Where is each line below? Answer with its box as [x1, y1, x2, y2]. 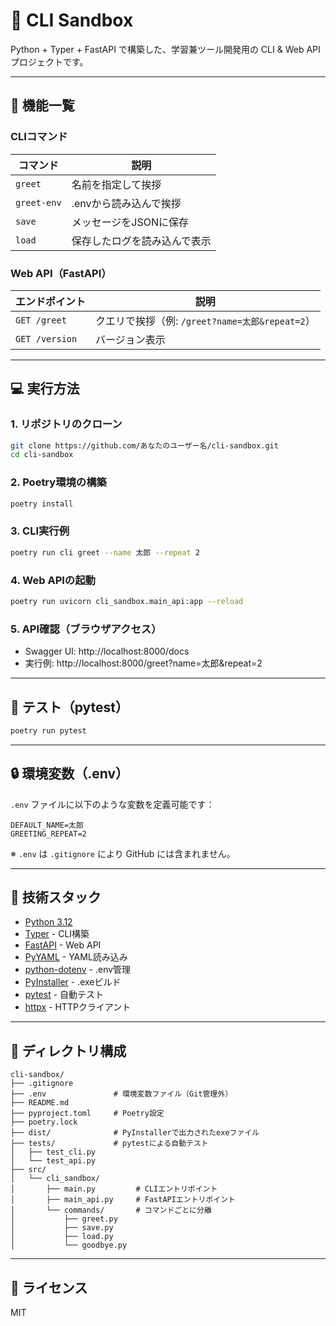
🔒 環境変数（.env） [10, 765, 130, 783]
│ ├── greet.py [10, 1214, 118, 1224]
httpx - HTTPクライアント [24, 1001, 132, 1013]
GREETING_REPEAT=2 [10, 829, 87, 839]
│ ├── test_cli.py [10, 1147, 97, 1158]
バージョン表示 [95, 332, 166, 346]
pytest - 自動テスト [24, 989, 105, 1001]
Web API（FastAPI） [10, 266, 112, 280]
